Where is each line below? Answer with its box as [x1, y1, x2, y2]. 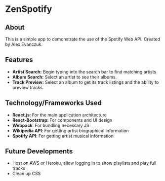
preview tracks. [12, 84, 44, 90]
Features [5, 56, 33, 64]
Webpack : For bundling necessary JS [12, 122, 90, 128]
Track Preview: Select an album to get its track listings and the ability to [12, 79, 159, 85]
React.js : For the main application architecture [12, 112, 107, 118]
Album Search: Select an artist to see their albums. [12, 74, 117, 80]
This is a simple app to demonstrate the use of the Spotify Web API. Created [5, 36, 161, 42]
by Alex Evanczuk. [5, 41, 43, 47]
